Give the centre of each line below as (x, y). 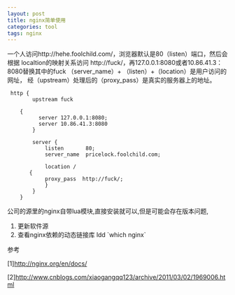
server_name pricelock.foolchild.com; (102, 154)
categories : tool (33, 27)
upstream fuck (53, 100)
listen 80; (70, 149)
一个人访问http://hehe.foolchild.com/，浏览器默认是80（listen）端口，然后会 (117, 54)
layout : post (26, 14)
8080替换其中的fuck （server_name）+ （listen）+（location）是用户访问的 (117, 71)
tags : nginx (24, 33)
